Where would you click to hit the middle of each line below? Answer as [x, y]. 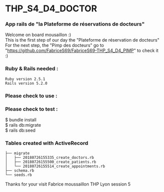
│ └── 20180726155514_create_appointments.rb [55, 166]
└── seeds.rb [19, 175]
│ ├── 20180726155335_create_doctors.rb [50, 158]
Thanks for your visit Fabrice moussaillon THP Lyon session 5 [68, 184]
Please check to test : [31, 109]
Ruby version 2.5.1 [25, 79]
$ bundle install [21, 120]
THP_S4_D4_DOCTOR [51, 9]
